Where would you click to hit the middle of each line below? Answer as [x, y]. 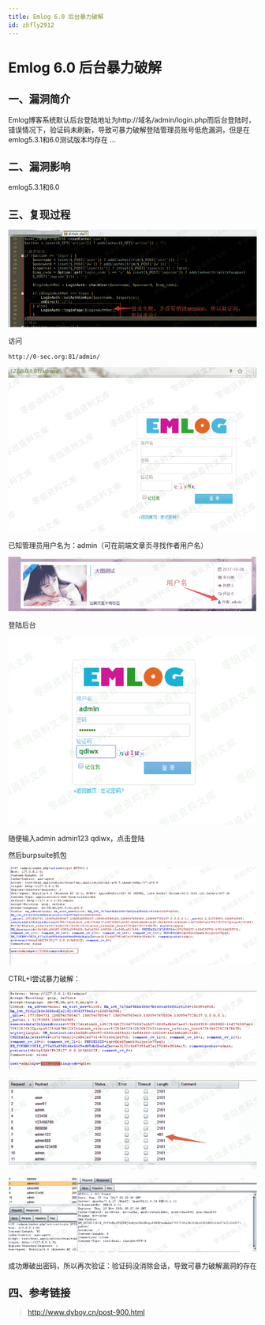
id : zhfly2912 [32, 25]
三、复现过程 [39, 215]
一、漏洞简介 [39, 99]
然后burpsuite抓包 [37, 855]
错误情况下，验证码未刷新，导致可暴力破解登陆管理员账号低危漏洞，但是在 [129, 130]
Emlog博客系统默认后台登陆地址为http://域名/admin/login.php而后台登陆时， [132, 119]
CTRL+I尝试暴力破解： [45, 978]
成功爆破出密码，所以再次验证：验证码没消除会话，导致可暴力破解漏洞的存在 [132, 1266]
